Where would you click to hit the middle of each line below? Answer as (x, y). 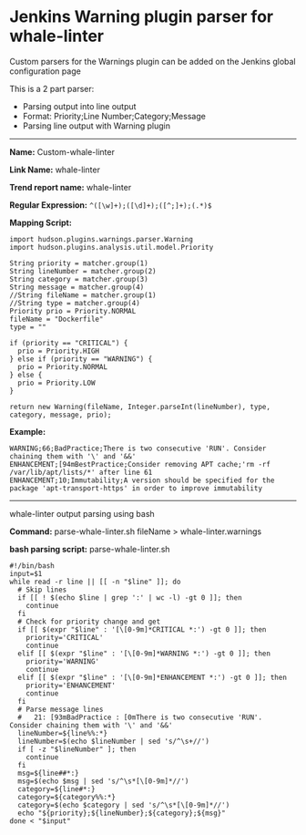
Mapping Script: (41, 222)
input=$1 (26, 573)
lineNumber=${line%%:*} (62, 733)
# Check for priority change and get (89, 622)
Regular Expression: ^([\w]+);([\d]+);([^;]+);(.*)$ (111, 205)
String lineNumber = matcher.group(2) (83, 271)
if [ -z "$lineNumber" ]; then (77, 749)
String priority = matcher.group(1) (79, 263)
